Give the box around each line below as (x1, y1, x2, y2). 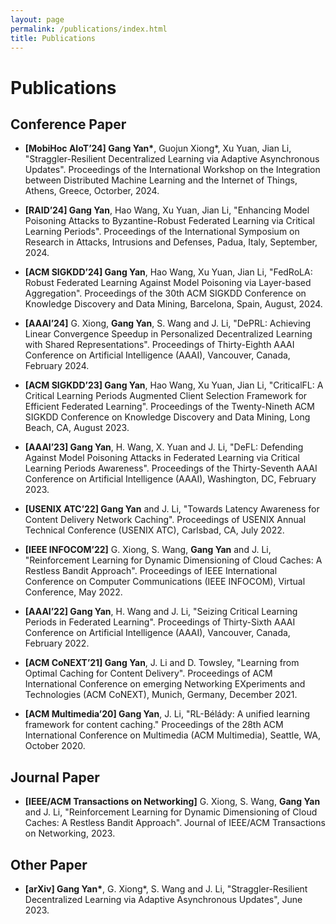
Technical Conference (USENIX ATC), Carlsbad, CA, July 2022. (24, 524, 285, 536)
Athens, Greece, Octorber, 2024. (24, 185, 160, 197)
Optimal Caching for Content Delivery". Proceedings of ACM (24, 667, 273, 680)
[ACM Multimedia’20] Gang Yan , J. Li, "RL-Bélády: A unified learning (24, 708, 311, 720)
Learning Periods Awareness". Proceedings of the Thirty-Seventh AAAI (24, 462, 318, 475)
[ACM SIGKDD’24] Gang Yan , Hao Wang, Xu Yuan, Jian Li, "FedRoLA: (24, 266, 313, 278)
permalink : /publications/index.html (10, 24, 168, 34)
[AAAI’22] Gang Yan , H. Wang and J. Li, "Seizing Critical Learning (24, 606, 298, 618)
